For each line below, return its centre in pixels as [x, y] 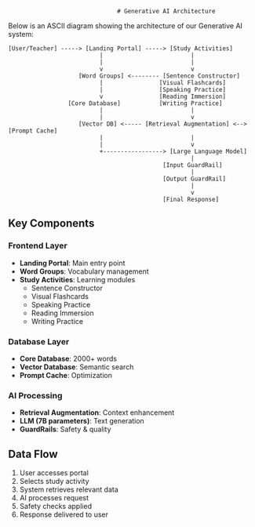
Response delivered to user [64, 514]
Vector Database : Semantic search [76, 367]
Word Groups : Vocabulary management [84, 271]
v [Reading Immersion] [162, 96]
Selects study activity [54, 482]
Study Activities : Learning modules [77, 279]
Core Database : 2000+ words [68, 358]
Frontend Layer [38, 245]
